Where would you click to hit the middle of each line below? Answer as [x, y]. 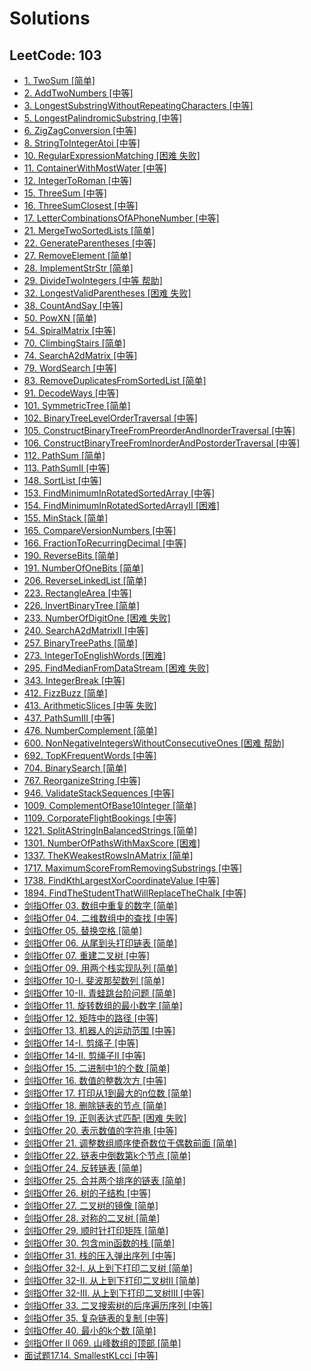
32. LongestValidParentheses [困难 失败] [107, 293]
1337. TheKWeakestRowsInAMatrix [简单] [108, 855]
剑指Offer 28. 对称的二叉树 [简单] [92, 1218]
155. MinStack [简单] [66, 518]
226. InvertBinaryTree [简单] [82, 605]
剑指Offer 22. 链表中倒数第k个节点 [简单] [107, 1155]
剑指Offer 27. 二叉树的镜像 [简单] [91, 1205]
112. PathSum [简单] [64, 455]
